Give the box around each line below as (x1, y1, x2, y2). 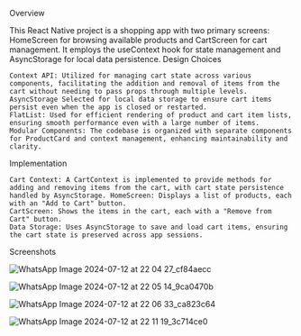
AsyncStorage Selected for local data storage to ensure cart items (9, 95, 272, 104)
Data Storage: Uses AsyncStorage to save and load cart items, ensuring (9, 222, 288, 232)
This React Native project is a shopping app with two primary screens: (9, 25, 270, 35)
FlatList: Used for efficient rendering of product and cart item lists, (9, 111, 293, 120)
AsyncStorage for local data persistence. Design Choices (9, 54, 223, 64)
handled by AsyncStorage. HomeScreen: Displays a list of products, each (9, 191, 293, 200)
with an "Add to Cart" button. (9, 199, 127, 208)
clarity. (9, 142, 42, 151)
